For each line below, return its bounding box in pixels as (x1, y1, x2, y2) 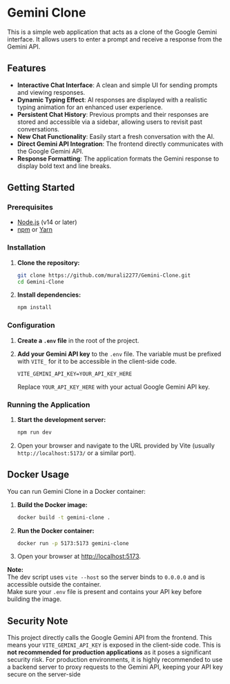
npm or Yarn (17, 225, 53, 234)
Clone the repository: (17, 258, 80, 267)
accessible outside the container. (7, 580, 102, 589)
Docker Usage (7, 469, 70, 481)
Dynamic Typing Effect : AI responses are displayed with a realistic (17, 95, 208, 104)
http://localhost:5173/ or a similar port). (17, 448, 136, 457)
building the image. (7, 595, 62, 603)
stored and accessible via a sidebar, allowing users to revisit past (17, 118, 202, 126)
